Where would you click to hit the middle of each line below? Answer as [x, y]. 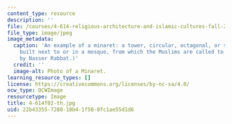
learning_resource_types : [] [49, 77]
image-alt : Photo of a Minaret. [60, 71]
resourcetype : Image [37, 97]
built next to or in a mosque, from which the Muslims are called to [122, 52]
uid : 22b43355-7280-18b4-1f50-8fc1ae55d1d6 [71, 110]
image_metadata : [30, 39]
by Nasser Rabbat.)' [49, 59]
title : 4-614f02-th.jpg [41, 103]
